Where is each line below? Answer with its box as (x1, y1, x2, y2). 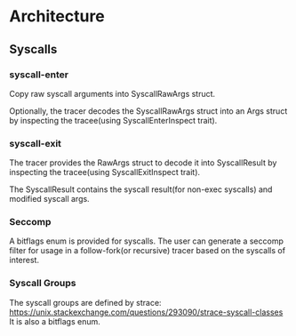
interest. (9, 255, 40, 266)
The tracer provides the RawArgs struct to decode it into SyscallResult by (9, 157, 277, 168)
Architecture (9, 6, 105, 27)
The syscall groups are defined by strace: (9, 297, 162, 308)
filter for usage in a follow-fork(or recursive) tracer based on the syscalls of (9, 245, 286, 256)
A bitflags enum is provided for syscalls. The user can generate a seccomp (9, 236, 284, 246)
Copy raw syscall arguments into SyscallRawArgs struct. (9, 88, 216, 99)
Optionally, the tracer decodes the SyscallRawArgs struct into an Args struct (9, 105, 288, 116)
